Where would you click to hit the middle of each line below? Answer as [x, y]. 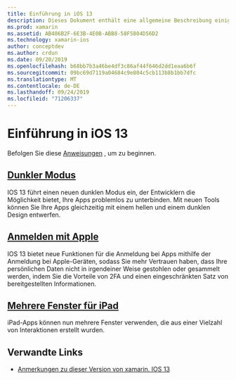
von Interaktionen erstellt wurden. [56, 330]
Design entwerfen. [34, 215]
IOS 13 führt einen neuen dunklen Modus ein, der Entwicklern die [101, 192]
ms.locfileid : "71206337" [45, 99]
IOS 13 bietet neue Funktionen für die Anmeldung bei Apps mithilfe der [109, 253]
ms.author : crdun [33, 53]
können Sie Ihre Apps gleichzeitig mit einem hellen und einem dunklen [109, 207]
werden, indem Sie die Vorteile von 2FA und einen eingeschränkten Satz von [118, 276]
